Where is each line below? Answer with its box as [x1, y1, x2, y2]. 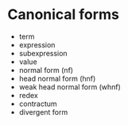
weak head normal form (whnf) [18, 81, 121, 92]
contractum [18, 99, 57, 108]
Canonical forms [7, 6, 120, 24]
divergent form [18, 107, 68, 116]
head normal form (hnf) [18, 74, 96, 83]
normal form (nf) [18, 65, 73, 74]
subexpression [18, 48, 68, 58]
